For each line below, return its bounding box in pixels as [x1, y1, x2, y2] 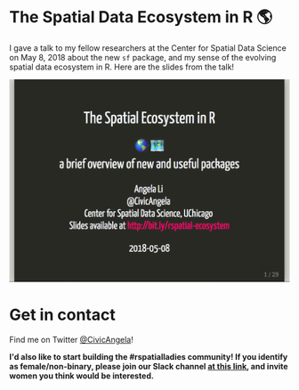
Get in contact [9, 305, 116, 325]
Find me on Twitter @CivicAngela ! [9, 334, 133, 345]
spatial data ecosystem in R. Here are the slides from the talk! [9, 61, 234, 72]
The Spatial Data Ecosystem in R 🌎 [9, 7, 273, 28]
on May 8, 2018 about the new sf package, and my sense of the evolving [9, 52, 277, 62]
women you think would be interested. [9, 370, 154, 381]
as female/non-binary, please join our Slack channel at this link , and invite [9, 361, 288, 371]
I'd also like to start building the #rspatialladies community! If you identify [9, 351, 288, 362]
